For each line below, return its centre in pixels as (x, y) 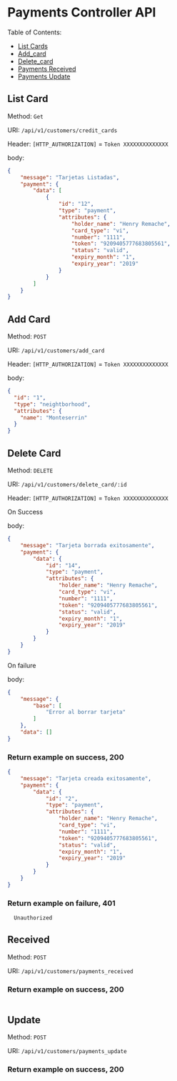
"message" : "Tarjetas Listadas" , (70, 177)
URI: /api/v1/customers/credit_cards (62, 130)
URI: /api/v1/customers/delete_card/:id (67, 484)
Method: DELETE (30, 470)
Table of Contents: (35, 32)
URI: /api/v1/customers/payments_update (67, 1051)
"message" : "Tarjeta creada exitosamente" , (86, 778)
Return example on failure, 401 (61, 903)
